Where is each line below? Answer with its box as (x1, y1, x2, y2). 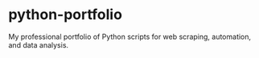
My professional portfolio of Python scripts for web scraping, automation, (8, 32, 252, 41)
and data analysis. (8, 40, 69, 49)
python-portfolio (8, 6, 123, 24)
